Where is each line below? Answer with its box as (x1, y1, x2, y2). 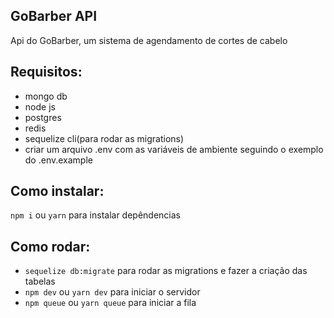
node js (24, 100, 56, 113)
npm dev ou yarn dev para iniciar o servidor (24, 286, 201, 298)
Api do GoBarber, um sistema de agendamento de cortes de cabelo (10, 34, 288, 46)
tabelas (24, 275, 56, 288)
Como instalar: (10, 183, 105, 200)
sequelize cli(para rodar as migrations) (24, 132, 185, 144)
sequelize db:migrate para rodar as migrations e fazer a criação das (24, 265, 308, 277)
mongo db (24, 90, 68, 102)
